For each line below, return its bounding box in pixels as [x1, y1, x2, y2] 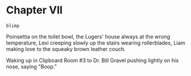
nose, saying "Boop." [6, 63, 57, 70]
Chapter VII [6, 4, 63, 17]
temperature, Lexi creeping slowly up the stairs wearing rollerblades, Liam [6, 39, 186, 46]
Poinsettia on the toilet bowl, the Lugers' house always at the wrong [6, 33, 170, 40]
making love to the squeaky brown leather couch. [6, 45, 126, 53]
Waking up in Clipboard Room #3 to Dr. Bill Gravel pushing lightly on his [6, 57, 179, 64]
